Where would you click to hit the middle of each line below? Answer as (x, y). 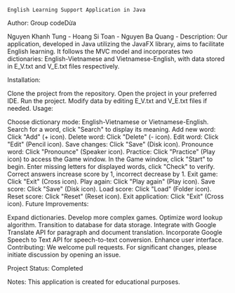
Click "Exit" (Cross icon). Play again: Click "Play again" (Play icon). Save (111, 182)
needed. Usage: (31, 108)
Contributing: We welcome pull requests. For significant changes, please (112, 247)
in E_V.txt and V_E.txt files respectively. (63, 66)
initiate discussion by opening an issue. (64, 254)
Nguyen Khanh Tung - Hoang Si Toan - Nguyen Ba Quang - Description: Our (117, 36)
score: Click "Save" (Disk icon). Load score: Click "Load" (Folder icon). (109, 189)
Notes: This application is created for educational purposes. (94, 282)
